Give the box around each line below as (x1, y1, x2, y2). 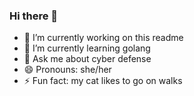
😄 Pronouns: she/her (23, 64, 112, 76)
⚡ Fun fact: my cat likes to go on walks (23, 75, 183, 87)
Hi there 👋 (9, 9, 59, 23)
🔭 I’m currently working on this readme (23, 32, 184, 44)
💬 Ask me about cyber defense (23, 53, 152, 65)
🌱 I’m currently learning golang (23, 42, 151, 54)
